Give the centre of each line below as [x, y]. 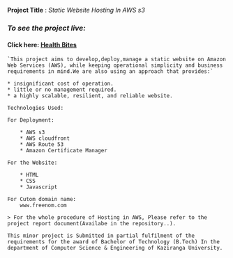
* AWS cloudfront [45, 138]
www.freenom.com [44, 205]
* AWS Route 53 [42, 145]
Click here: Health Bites [42, 45]
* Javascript [39, 187]
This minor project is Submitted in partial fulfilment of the [101, 236]
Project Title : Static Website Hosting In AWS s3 [76, 10]
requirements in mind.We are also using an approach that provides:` [111, 72]
